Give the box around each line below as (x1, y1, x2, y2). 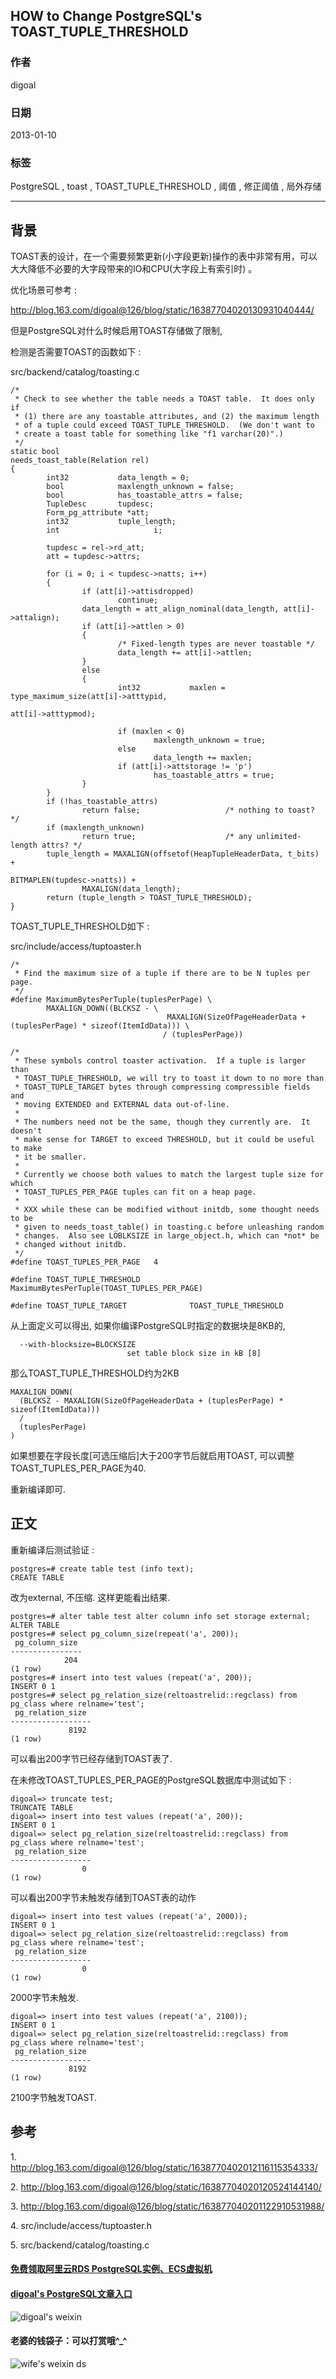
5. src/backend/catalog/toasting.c (10, 2239, 150, 2251)
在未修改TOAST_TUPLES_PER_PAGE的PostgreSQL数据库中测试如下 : (10, 1774, 292, 1786)
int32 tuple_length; (46, 517, 177, 527)
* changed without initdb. (14, 1240, 128, 1250)
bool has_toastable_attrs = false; (46, 490, 244, 501)
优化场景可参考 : (10, 284, 77, 296)
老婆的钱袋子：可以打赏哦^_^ (10, 2335, 128, 2347)
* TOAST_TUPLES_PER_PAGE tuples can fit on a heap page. (14, 1187, 257, 1198)
